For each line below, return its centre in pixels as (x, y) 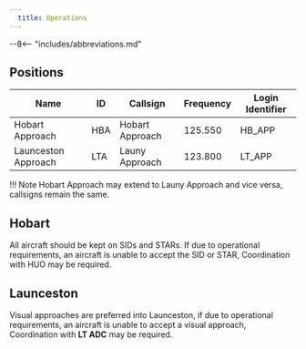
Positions (36, 72)
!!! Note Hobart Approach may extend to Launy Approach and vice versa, (146, 185)
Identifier (266, 109)
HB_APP (258, 130)
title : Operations (53, 18)
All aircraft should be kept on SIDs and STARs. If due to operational (135, 245)
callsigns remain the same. (60, 195)
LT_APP (256, 157)
